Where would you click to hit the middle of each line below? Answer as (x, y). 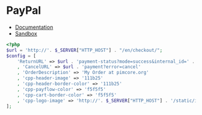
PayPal (24, 11)
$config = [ (21, 56)
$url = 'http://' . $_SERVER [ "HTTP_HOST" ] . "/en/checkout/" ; (84, 50)
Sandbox (26, 33)
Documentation (34, 27)
